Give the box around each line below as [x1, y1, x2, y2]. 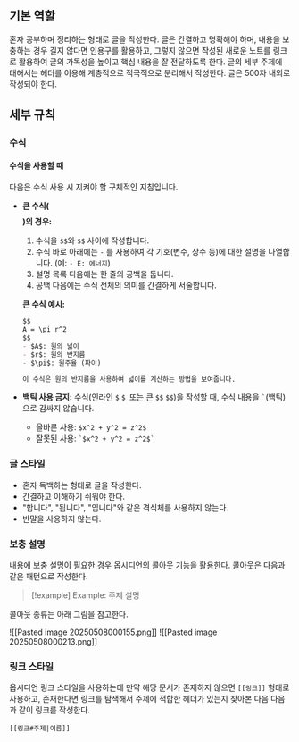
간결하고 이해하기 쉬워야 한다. [21, 491, 126, 502]
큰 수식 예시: [21, 299, 65, 310]
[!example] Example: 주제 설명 [30, 590, 140, 601]
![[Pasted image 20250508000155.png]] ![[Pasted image [9, 627, 218, 637]
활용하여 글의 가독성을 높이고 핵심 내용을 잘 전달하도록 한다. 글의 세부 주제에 [18, 56, 283, 67]
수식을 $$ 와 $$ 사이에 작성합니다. [35, 235, 150, 246]
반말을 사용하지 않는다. [21, 513, 102, 524]
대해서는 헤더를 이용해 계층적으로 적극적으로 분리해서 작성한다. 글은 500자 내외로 [9, 67, 291, 78]
